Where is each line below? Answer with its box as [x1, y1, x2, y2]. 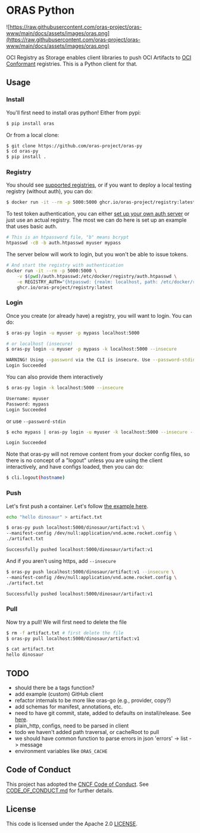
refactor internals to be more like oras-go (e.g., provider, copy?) [14, 697, 171, 704]
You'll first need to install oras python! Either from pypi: [6, 109, 141, 116]
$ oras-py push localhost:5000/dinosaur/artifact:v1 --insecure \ [6, 569, 174, 575]
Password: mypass [6, 401, 49, 407]
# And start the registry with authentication [6, 262, 124, 268]
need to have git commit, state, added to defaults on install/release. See [14, 710, 192, 716]
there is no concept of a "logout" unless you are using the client [6, 457, 162, 464]
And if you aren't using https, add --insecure [6, 557, 116, 564]
